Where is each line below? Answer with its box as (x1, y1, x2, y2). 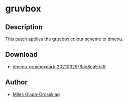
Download (5, 50, 38, 59)
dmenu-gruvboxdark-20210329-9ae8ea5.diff (12, 63, 106, 70)
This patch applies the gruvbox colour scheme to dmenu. (5, 36, 124, 42)
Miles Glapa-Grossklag (12, 91, 60, 97)
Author (5, 78, 28, 87)
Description (5, 23, 43, 31)
